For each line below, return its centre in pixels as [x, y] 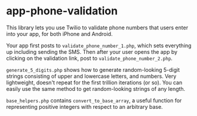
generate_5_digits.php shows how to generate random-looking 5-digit [93, 69]
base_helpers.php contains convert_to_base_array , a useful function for [94, 100]
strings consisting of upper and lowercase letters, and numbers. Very [91, 76]
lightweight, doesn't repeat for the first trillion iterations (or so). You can [94, 83]
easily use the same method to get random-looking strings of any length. [96, 88]
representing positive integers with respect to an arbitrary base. [84, 106]
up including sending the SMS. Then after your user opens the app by [92, 51]
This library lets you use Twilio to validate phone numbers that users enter [97, 28]
